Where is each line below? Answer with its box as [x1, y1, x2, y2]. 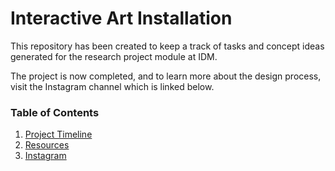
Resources [24, 139, 70, 151]
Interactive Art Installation [10, 7, 233, 30]
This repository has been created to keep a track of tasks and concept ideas [10, 40, 325, 52]
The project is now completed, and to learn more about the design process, [10, 70, 322, 82]
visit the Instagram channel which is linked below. [10, 80, 215, 92]
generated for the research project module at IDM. [10, 50, 218, 62]
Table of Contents [10, 105, 100, 119]
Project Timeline [24, 128, 93, 141]
